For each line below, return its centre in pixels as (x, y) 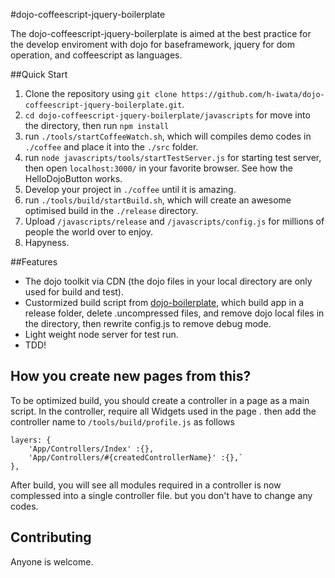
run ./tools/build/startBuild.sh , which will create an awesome (158, 200)
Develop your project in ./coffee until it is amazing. (130, 189)
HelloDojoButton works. (73, 178)
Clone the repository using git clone (101, 93)
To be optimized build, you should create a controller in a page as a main (160, 400)
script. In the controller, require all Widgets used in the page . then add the (163, 411)
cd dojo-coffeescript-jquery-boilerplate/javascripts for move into (167, 115)
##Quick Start (39, 74)
